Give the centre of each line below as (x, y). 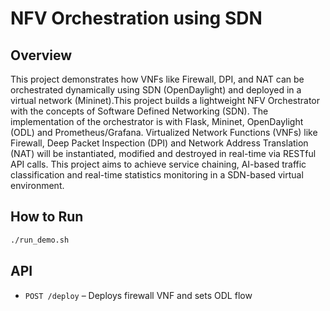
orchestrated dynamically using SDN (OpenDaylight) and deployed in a (156, 90)
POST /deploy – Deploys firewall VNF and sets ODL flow (138, 295)
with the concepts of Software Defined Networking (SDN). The (139, 111)
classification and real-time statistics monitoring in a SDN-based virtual (157, 175)
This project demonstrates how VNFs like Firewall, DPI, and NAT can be (157, 79)
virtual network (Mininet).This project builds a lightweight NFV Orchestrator (165, 100)
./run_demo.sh (40, 240)
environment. (37, 185)
